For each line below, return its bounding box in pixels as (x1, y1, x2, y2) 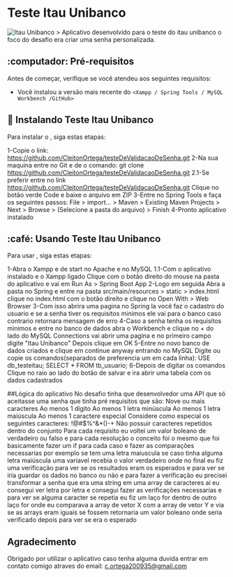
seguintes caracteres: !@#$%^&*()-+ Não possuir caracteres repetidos (7, 419, 213, 428)
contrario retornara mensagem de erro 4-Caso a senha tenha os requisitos (7, 317, 222, 325)
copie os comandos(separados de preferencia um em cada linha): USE (7, 354, 211, 362)
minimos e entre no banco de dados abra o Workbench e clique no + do (7, 324, 214, 333)
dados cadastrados (7, 376, 63, 384)
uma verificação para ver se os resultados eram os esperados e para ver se (7, 464, 225, 472)
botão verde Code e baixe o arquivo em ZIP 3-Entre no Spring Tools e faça (7, 190, 222, 199)
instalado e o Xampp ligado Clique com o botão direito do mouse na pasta (7, 272, 220, 280)
